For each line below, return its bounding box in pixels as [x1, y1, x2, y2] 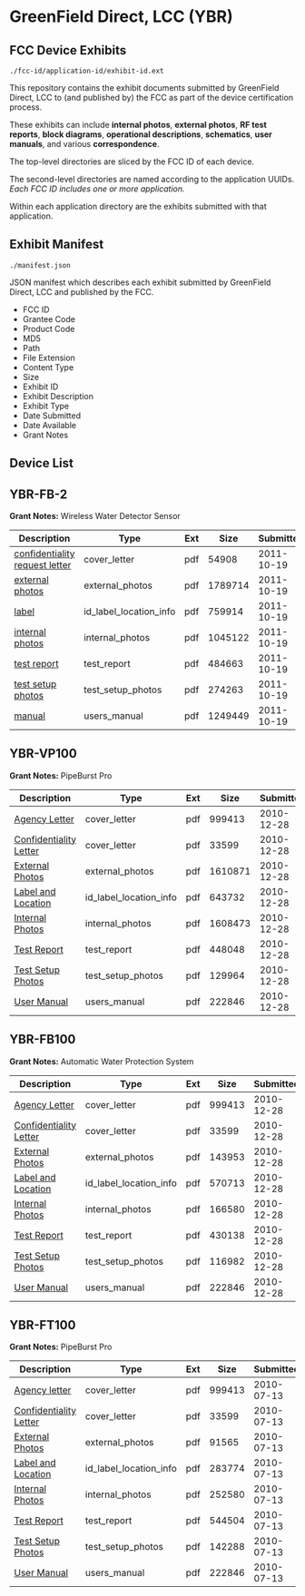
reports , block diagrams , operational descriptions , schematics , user [9, 129, 272, 140]
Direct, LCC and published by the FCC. [9, 286, 154, 297]
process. [9, 102, 43, 113]
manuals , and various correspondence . [9, 139, 160, 149]
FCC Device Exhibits [9, 43, 127, 58]
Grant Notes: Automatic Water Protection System [9, 1055, 194, 1067]
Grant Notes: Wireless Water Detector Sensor [9, 511, 182, 522]
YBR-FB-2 [9, 486, 68, 502]
